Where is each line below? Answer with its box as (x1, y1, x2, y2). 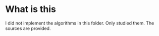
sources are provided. (5, 25, 51, 31)
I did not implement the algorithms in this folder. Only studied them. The (5, 20, 154, 26)
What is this (5, 3, 57, 15)
